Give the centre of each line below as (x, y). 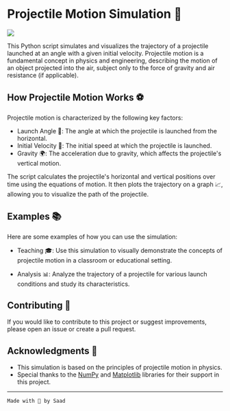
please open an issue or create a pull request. (72, 329)
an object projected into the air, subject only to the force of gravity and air (111, 67)
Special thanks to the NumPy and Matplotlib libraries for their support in (118, 375)
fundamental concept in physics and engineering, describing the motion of (112, 60)
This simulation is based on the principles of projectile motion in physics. (119, 368)
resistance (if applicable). (43, 75)
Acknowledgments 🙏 (52, 351)
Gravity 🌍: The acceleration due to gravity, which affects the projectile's (119, 153)
